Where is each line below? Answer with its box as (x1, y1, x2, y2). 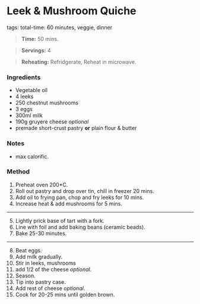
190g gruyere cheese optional (15, 118, 89, 125)
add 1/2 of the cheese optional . (15, 265, 92, 273)
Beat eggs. (15, 246, 42, 254)
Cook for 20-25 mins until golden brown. (15, 291, 115, 298)
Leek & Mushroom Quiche (7, 4, 136, 18)
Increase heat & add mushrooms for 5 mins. (15, 200, 122, 207)
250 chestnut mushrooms (15, 99, 79, 106)
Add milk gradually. (15, 253, 63, 260)
